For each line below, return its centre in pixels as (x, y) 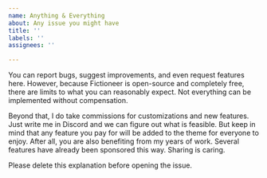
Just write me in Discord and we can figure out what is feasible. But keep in (132, 125)
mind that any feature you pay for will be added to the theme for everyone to (133, 133)
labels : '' (26, 38)
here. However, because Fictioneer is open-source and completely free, (126, 84)
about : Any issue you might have (64, 23)
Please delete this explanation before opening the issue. (100, 165)
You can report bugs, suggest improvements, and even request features (126, 75)
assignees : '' (32, 45)
